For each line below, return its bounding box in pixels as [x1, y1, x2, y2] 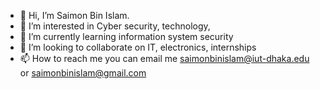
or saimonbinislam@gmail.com [19, 67, 147, 79]
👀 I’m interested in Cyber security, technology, [19, 20, 211, 32]
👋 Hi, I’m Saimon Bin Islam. [19, 10, 130, 21]
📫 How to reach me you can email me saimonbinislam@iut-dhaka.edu [19, 53, 310, 64]
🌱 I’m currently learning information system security [19, 31, 234, 42]
